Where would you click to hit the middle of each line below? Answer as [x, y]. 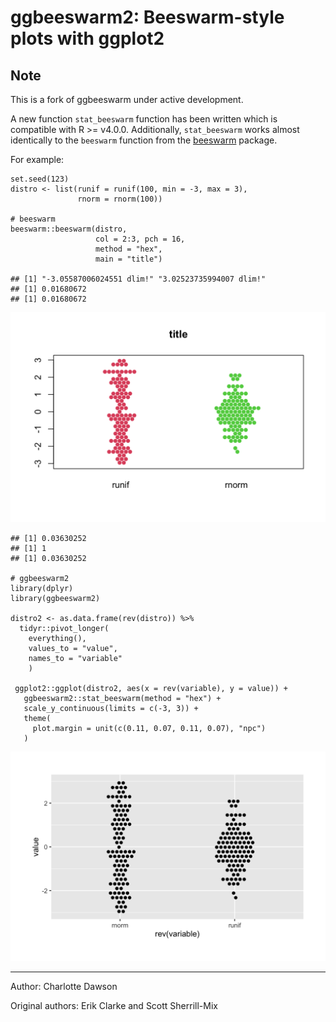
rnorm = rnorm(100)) [120, 199]
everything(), [57, 638]
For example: [37, 159]
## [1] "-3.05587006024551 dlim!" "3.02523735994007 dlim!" [138, 279]
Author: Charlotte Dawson [64, 987]
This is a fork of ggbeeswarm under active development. [127, 99]
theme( [37, 718]
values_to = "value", [73, 648]
